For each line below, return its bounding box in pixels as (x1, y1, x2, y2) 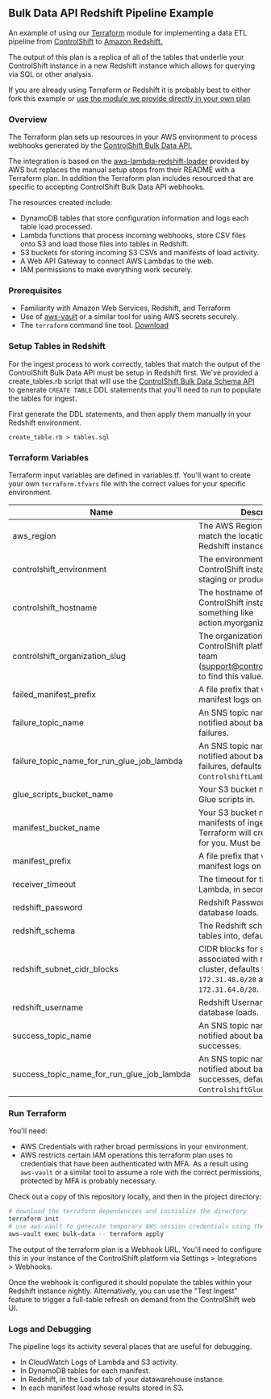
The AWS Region (198, 520, 263, 531)
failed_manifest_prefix (12, 689, 97, 699)
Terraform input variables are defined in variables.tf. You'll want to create (8, 470, 252, 480)
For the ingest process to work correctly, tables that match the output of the (8, 359, 261, 368)
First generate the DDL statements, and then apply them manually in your (8, 409, 252, 418)
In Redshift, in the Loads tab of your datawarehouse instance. (19, 1375, 225, 1384)
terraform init (8, 1215, 60, 1223)
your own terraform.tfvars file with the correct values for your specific (8, 479, 246, 488)
